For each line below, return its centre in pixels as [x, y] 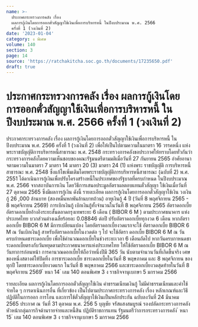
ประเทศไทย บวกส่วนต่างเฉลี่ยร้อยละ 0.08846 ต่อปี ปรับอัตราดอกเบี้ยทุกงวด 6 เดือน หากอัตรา [98, 219]
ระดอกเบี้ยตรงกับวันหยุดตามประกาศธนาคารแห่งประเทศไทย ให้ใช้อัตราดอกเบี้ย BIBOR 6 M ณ [98, 245]
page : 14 [17, 56]
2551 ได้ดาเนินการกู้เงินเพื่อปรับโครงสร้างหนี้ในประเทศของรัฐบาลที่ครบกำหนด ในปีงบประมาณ [97, 179]
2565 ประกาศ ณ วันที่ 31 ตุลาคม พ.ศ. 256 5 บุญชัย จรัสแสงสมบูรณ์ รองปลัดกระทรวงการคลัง [98, 304]
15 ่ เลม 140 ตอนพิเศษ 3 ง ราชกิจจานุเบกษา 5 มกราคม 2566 [67, 317]
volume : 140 [21, 45]
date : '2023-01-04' [30, 34]
